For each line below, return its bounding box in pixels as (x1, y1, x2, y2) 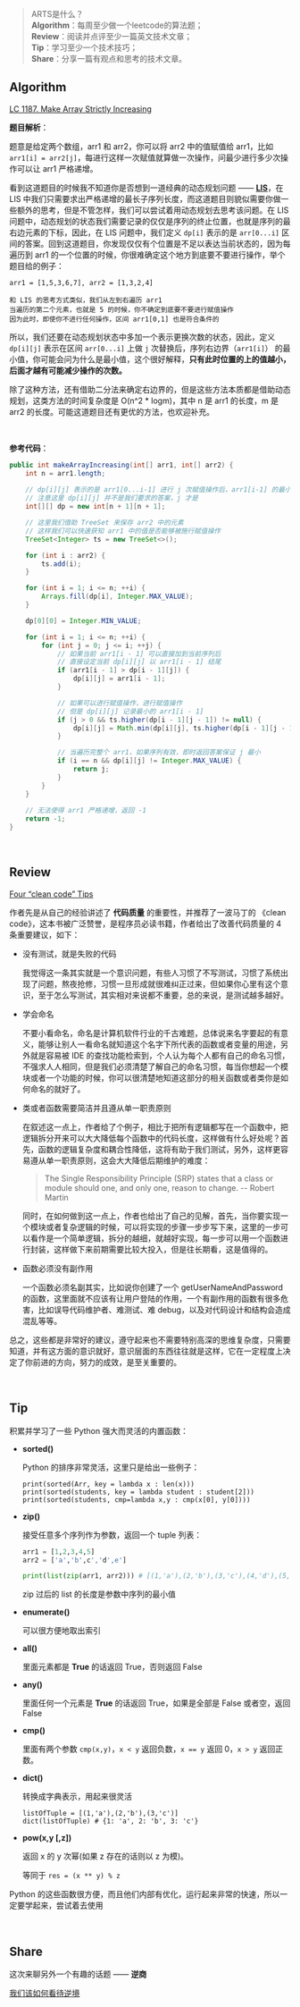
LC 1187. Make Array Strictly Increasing (9, 103, 152, 114)
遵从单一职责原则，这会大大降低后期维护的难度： (29, 1155, 211, 1166)
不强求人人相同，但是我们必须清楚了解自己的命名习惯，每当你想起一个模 (21, 1061, 288, 1072)
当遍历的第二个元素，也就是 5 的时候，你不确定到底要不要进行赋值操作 (9, 305, 234, 314)
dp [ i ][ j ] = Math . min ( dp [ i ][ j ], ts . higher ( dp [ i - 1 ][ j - (72, 723, 286, 732)
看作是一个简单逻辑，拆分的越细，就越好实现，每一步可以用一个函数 (29, 1233, 281, 1244)
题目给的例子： (9, 260, 64, 271)
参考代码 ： (9, 443, 49, 453)
